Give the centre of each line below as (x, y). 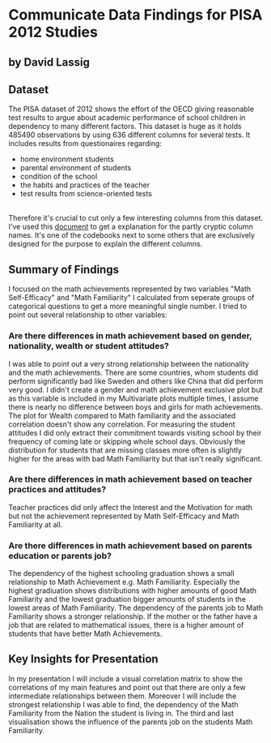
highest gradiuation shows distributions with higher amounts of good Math (133, 591)
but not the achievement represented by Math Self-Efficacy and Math (124, 516)
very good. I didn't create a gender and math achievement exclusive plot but (135, 389)
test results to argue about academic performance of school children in (127, 118)
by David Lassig (49, 62)
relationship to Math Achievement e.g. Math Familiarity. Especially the (124, 582)
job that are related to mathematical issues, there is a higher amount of (126, 625)
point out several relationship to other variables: (88, 315)
